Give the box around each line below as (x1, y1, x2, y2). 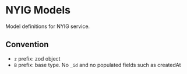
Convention (5, 40, 49, 50)
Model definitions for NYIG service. (5, 23, 90, 30)
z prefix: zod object (13, 55, 61, 62)
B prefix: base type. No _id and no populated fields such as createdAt (13, 61, 181, 68)
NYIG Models (5, 3, 71, 17)
